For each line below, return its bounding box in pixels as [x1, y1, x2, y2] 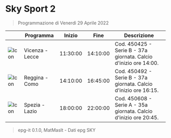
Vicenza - [23, 47, 48, 54]
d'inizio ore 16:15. [115, 87, 159, 94]
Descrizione [124, 31, 154, 39]
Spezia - [23, 101, 45, 108]
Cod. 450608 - [115, 95, 152, 102]
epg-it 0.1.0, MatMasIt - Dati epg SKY [17, 127, 96, 133]
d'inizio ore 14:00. [115, 59, 159, 66]
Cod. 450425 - [115, 40, 152, 47]
